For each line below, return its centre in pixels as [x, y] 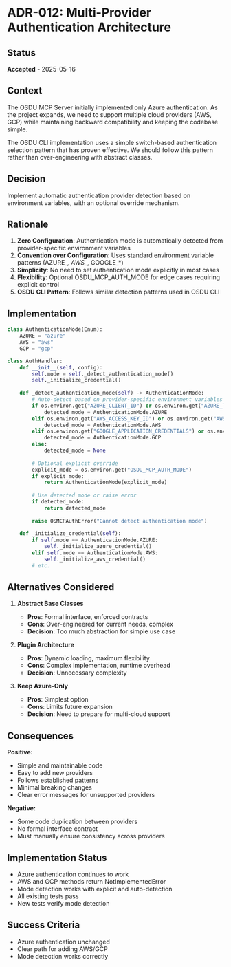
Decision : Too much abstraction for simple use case [101, 631]
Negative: [22, 808]
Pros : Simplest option [58, 699]
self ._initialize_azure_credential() [98, 547]
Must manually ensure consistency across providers [91, 836]
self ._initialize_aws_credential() [95, 559]
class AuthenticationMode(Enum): [55, 329]
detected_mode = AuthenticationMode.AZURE [106, 412]
